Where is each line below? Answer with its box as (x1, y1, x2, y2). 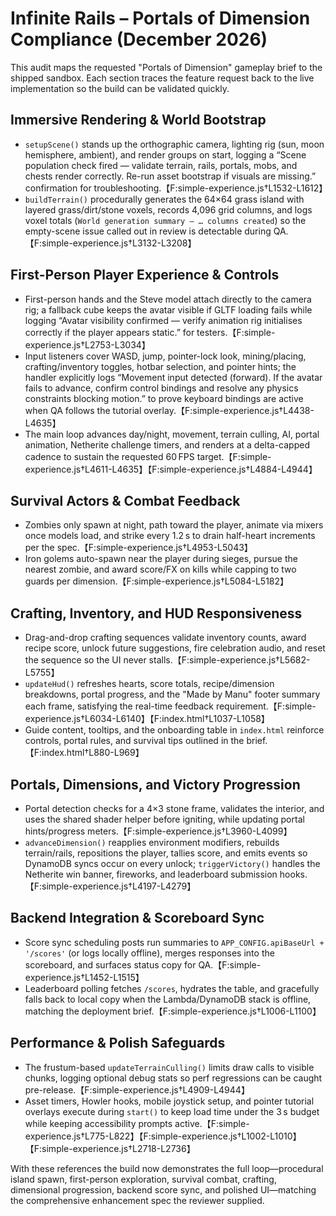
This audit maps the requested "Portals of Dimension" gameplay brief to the (10, 61, 323, 73)
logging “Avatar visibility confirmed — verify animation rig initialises (24, 314, 303, 326)
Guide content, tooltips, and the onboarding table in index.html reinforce (24, 724, 325, 736)
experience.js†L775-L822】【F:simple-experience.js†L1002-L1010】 (24, 1130, 302, 1142)
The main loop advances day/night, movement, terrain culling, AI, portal (24, 428, 320, 440)
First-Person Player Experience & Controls (10, 267, 280, 284)
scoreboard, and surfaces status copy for (24, 958, 197, 971)
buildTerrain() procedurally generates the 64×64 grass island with (24, 193, 305, 205)
